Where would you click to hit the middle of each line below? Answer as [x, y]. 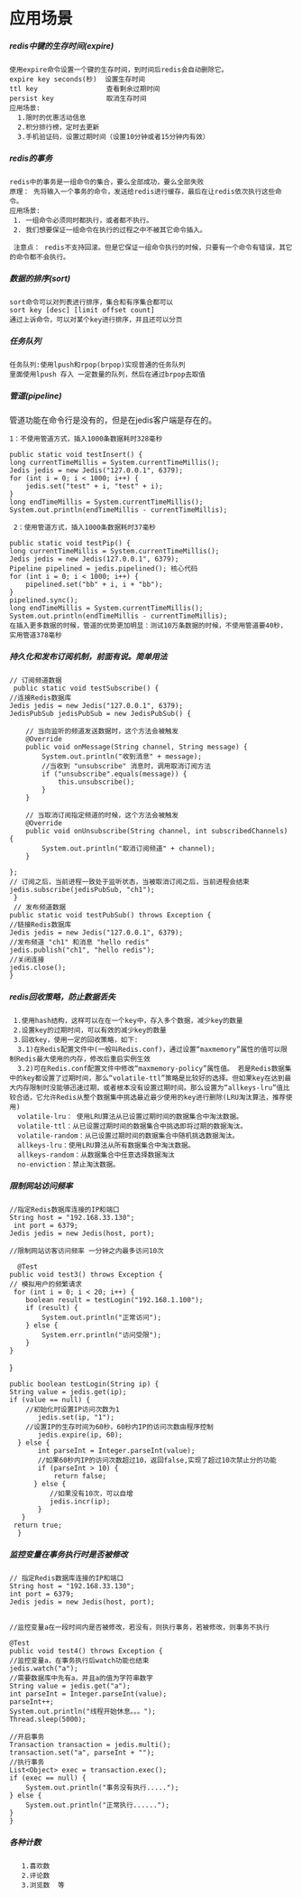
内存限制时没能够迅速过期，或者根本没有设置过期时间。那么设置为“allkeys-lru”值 [150, 1088]
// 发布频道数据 [39, 907]
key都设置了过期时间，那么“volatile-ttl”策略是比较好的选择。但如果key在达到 [154, 1078]
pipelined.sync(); [44, 600]
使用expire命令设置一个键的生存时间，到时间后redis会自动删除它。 [119, 70]
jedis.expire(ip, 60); [80, 1435]
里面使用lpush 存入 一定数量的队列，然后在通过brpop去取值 [107, 375]
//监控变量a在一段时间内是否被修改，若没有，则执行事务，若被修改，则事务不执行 [140, 1627]
